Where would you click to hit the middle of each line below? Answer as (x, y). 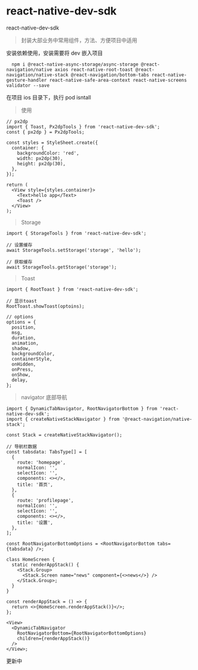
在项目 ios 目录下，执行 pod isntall (49, 97)
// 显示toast (22, 301)
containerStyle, (32, 359)
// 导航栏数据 (22, 447)
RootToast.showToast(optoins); (45, 306)
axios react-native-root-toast (94, 70)
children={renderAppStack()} (54, 638)
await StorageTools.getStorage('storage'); (62, 267)
